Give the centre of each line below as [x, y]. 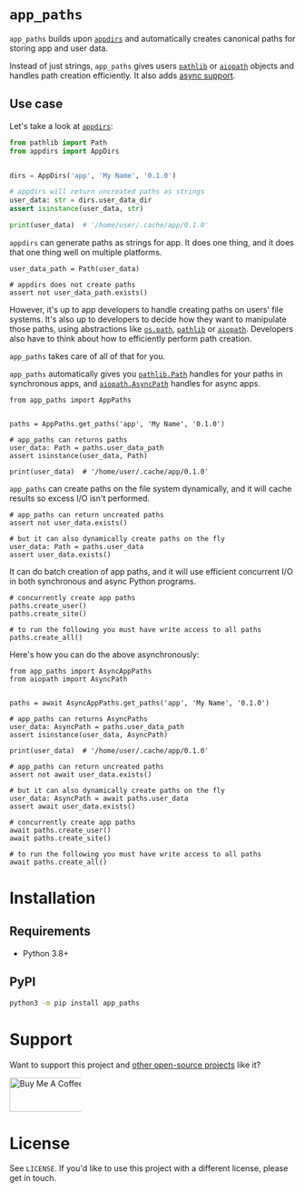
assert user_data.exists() [60, 555]
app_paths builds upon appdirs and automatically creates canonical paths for [152, 38]
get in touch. [33, 1178]
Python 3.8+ [46, 953]
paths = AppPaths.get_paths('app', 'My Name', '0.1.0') [117, 424]
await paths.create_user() [60, 830]
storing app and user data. [59, 48]
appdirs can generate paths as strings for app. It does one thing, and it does [152, 242]
